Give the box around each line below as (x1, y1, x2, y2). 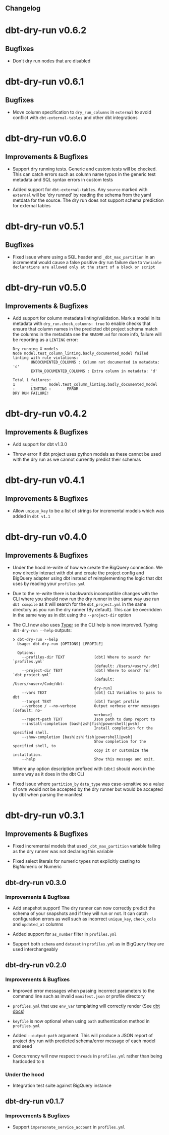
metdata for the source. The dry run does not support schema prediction (12, 197, 164, 203)
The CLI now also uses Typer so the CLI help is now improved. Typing (12, 622, 158, 628)
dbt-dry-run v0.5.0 (5, 281, 87, 293)
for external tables (12, 203, 51, 209)
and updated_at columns (12, 921, 64, 927)
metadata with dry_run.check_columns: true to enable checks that (12, 320, 151, 326)
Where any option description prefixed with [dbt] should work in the (12, 765, 155, 772)
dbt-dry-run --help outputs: (12, 627, 72, 633)
